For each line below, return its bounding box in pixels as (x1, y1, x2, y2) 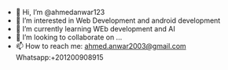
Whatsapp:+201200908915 (15, 53, 104, 62)
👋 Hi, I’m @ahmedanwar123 (15, 8, 105, 17)
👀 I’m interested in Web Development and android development (15, 16, 221, 25)
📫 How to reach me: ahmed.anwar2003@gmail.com (15, 42, 186, 50)
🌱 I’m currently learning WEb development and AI (15, 24, 175, 33)
